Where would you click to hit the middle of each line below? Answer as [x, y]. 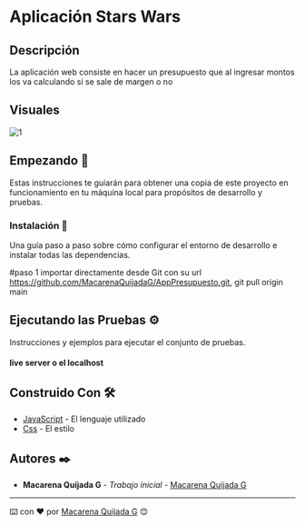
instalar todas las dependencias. [70, 254]
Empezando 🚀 [49, 161]
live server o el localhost [57, 363]
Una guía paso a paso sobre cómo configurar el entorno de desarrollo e [143, 245]
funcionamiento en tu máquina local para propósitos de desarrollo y [136, 192]
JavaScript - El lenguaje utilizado [84, 419]
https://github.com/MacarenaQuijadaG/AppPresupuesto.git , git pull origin [146, 282]
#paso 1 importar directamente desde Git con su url [106, 272]
